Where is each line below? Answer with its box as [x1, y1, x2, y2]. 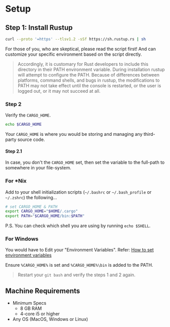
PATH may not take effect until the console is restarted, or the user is [17, 82, 161, 89]
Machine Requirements [5, 286, 80, 295]
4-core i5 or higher [20, 311, 60, 317]
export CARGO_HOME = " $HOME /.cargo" [5, 209, 78, 214]
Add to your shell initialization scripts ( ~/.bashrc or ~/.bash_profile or [5, 189, 152, 195]
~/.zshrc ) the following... [5, 194, 57, 200]
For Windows [5, 235, 39, 242]
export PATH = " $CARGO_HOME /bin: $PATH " [5, 213, 85, 219]
